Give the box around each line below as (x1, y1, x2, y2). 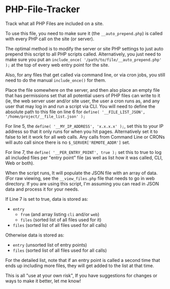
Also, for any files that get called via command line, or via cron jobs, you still (5, 71, 165, 77)
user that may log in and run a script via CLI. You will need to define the (5, 103, 156, 109)
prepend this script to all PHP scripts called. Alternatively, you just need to (5, 51, 161, 57)
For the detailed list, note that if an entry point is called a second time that (5, 257, 160, 263)
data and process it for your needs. (5, 186, 79, 192)
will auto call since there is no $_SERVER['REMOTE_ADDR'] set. (5, 139, 130, 145)
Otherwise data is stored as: (5, 232, 65, 238)
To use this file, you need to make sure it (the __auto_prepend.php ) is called (5, 30, 163, 36)
